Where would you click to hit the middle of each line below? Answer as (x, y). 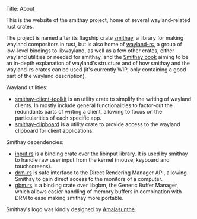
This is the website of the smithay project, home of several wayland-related (99, 20)
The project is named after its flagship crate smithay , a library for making (95, 38)
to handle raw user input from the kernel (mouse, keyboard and (92, 160)
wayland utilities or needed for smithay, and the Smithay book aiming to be (97, 57)
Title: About (20, 9)
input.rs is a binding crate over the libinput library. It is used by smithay (101, 154)
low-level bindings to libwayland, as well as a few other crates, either (90, 51)
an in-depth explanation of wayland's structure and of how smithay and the (98, 63)
